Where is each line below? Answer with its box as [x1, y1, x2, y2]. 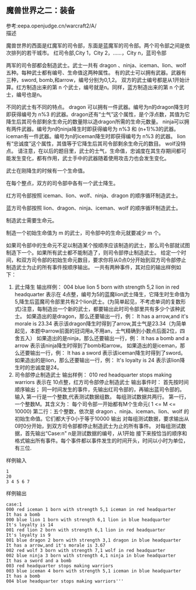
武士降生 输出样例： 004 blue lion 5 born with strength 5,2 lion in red [14, 283, 180, 290]
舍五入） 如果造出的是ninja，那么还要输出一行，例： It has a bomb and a [14, 334, 189, 341]
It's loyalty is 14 [6, 522, 54, 528]
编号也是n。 [16, 91, 45, 98]
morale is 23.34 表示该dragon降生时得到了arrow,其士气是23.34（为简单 [14, 320, 187, 327]
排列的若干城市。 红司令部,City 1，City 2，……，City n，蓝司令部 [10, 49, 167, 56]
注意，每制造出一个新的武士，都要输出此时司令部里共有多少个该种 [21, 305, 180, 312]
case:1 [6, 501, 22, 507]
